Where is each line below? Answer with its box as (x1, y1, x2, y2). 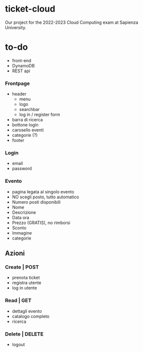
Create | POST (5, 264, 39, 271)
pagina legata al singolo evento (12, 189, 74, 194)
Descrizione (12, 209, 36, 215)
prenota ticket (12, 275, 40, 281)
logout (12, 342, 25, 348)
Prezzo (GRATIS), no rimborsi (12, 220, 71, 225)
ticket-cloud (5, 3, 56, 15)
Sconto (12, 224, 27, 231)
